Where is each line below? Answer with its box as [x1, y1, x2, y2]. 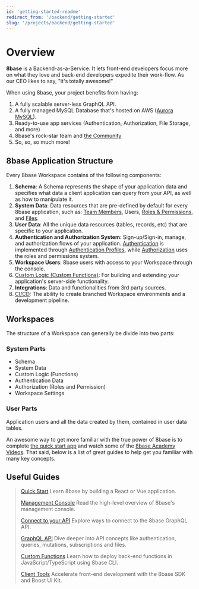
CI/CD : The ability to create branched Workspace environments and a [14, 291, 186, 298]
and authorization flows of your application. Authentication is [14, 240, 165, 247]
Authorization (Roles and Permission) [14, 383, 106, 390]
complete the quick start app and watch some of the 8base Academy [6, 442, 176, 449]
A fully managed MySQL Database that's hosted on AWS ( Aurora [14, 107, 173, 114]
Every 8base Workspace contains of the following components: [6, 172, 162, 179]
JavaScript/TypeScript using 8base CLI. [20, 559, 119, 566]
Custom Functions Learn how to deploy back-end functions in [20, 553, 172, 560]
